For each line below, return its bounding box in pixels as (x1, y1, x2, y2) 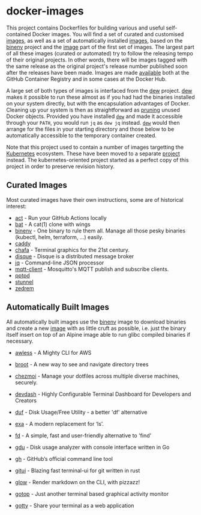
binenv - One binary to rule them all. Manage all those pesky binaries (14, 227, 186, 234)
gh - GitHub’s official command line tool (14, 455, 113, 462)
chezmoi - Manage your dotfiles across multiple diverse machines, (14, 372, 180, 379)
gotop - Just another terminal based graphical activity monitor (14, 490, 169, 498)
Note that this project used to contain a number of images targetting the (6, 143, 184, 151)
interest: (6, 202, 27, 210)
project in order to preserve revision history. (6, 163, 115, 170)
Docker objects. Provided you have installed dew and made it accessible (6, 113, 183, 120)
